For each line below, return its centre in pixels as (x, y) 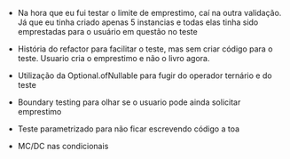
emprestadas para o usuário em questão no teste (107, 32)
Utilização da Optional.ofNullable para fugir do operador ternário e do (145, 76)
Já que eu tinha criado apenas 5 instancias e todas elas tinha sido (138, 22)
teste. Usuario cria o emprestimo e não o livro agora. (114, 58)
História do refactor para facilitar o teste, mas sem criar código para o (145, 49)
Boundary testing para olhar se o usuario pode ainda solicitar (129, 102)
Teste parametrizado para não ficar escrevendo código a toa (129, 129)
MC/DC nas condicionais (63, 146)
